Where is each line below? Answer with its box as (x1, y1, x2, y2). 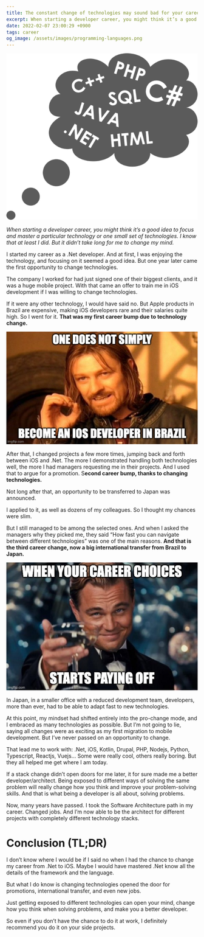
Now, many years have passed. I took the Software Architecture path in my (6, 802, 193, 809)
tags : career (6, 29, 39, 35)
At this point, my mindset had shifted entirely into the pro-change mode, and (6, 715, 197, 722)
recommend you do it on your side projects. (6, 924, 116, 931)
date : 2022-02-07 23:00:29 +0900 (6, 23, 91, 29)
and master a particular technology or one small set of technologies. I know (6, 232, 197, 240)
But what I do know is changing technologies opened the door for (6, 881, 170, 888)
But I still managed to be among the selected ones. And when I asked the (6, 524, 189, 532)
